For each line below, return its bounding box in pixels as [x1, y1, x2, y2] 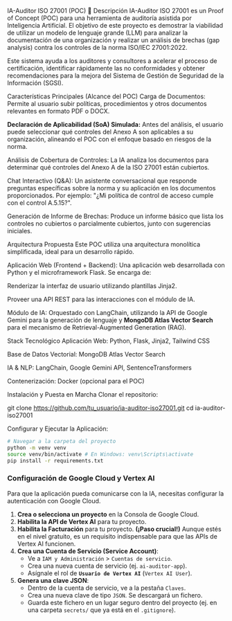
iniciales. [7, 227, 33, 235]
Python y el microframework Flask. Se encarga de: [7, 269, 152, 276]
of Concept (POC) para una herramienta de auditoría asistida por [7, 14, 193, 22]
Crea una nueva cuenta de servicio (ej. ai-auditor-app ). [27, 561, 188, 570]
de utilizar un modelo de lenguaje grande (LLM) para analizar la [7, 28, 188, 37]
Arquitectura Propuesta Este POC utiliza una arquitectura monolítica [7, 240, 201, 249]
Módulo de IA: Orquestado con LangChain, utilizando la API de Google [7, 309, 208, 316]
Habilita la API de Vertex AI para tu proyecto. [17, 517, 147, 525]
